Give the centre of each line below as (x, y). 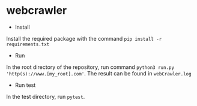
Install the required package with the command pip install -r (84, 38)
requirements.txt (28, 44)
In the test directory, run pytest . (46, 96)
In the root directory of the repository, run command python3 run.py (90, 67)
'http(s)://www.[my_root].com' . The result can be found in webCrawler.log (99, 73)
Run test (25, 85)
